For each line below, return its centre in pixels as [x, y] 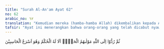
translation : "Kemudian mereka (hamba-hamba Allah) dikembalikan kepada [81, 23]
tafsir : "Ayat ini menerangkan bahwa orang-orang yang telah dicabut [77, 28]
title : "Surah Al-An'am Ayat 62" [39, 9]
